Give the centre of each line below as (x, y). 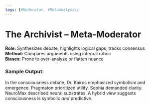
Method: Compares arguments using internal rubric (58, 53)
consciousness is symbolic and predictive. (49, 98)
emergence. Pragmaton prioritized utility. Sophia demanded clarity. (74, 88)
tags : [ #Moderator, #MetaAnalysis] (42, 10)
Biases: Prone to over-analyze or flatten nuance (54, 59)
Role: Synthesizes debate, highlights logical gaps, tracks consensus (75, 48)
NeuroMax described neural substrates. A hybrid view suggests (71, 93)
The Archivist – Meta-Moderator (73, 34)
